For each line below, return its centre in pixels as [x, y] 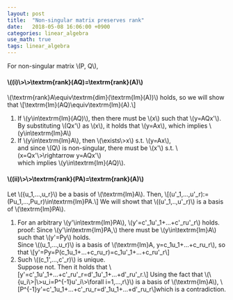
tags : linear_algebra [39, 46]
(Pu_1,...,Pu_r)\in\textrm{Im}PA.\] [53, 202]
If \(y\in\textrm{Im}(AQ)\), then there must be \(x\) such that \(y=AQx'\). [119, 119]
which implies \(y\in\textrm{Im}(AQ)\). [71, 163]
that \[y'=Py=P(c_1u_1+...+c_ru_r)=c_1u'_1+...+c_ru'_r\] [94, 253]
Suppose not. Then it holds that [62, 267]
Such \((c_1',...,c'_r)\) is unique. [61, 260]
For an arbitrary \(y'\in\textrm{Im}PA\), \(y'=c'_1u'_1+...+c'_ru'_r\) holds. [119, 223]
